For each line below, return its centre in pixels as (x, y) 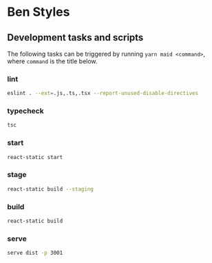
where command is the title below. (52, 61)
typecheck (25, 111)
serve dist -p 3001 (35, 253)
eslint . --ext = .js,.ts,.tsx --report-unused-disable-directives (103, 94)
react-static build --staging (51, 189)
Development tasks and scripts (75, 38)
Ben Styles (39, 12)
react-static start (35, 157)
